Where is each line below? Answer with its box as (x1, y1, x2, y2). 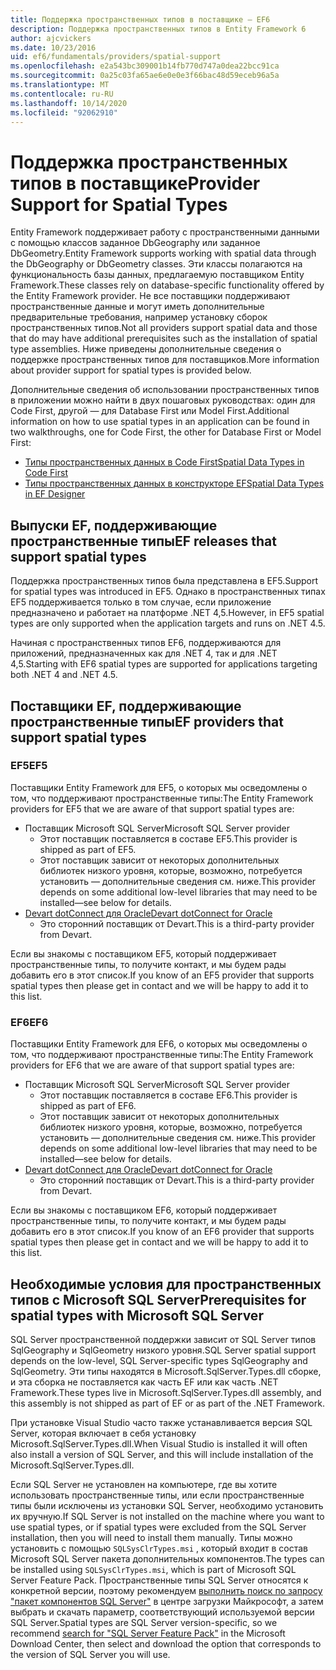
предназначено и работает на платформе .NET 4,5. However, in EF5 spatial (10, 607, 325, 619)
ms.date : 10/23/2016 (10, 42, 97, 53)
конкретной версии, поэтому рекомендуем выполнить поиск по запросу (10, 1584, 323, 1596)
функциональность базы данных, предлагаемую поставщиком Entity (10, 269, 305, 281)
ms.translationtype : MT (10, 80, 110, 90)
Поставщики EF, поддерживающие (10, 697, 242, 715)
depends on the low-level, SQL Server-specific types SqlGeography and (10, 1354, 308, 1366)
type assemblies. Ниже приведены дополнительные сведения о (10, 343, 282, 355)
